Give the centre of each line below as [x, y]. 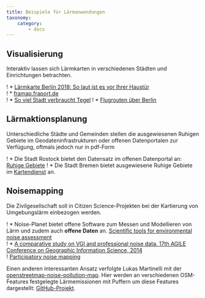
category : [30, 23]
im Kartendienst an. [31, 171]
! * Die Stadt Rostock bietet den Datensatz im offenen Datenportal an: [94, 158]
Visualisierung [35, 54]
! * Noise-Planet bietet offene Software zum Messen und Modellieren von [99, 224]
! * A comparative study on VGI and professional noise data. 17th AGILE [96, 244]
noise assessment [29, 237]
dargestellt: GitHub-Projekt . [41, 288]
